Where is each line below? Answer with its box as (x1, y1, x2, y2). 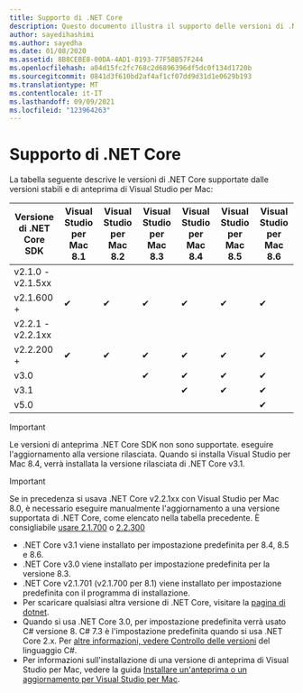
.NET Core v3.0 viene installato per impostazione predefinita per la (22, 559, 271, 569)
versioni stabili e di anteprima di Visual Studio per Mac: (9, 184, 214, 195)
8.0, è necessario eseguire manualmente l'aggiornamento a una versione (9, 503, 280, 514)
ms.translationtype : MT (9, 80, 99, 89)
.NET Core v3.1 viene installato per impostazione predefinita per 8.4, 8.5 (22, 540, 289, 550)
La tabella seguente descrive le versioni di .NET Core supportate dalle (9, 174, 269, 185)
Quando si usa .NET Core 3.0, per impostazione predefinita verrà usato (22, 616, 287, 627)
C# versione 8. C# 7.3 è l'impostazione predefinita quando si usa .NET (22, 626, 283, 637)
